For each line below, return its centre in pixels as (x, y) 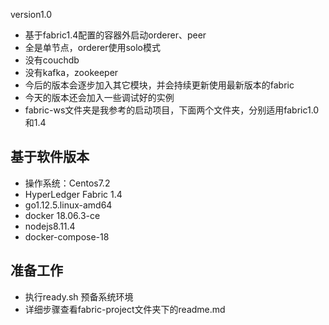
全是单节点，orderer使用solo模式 (93, 47)
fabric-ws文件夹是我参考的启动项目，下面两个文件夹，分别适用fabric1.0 (172, 110)
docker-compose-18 (67, 236)
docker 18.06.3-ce (62, 215)
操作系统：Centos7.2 (67, 183)
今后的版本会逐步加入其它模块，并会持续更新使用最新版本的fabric (159, 85)
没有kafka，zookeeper (71, 72)
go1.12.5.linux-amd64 (68, 205)
